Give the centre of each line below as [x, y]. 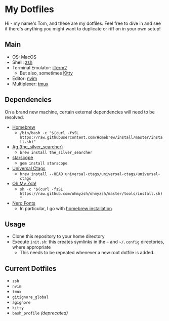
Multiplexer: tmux [30, 84]
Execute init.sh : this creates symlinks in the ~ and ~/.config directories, [88, 242]
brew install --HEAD [41, 174]
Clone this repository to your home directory [58, 236]
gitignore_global [30, 297]
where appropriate [31, 247]
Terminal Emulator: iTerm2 [39, 67]
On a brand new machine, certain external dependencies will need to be [80, 112]
